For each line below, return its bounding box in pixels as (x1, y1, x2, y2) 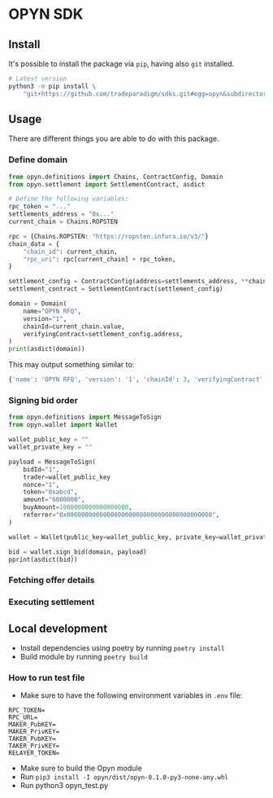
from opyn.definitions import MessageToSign (8, 413, 162, 422)
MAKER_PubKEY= (8, 721, 57, 729)
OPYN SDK (8, 5, 84, 24)
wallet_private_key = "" (8, 443, 93, 452)
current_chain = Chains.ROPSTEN (8, 217, 118, 226)
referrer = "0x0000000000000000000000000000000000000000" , (23, 511, 220, 520)
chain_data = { (8, 239, 60, 248)
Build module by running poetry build (19, 652, 148, 662)
